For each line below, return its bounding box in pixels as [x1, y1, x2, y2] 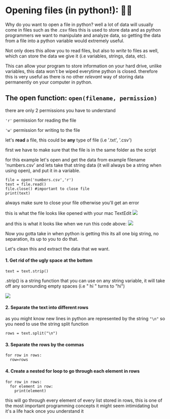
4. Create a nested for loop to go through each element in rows [5, 368, 140, 374]
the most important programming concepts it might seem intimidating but [5, 402, 158, 409]
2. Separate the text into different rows [5, 304, 89, 310]
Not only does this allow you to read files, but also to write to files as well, [5, 47, 159, 53]
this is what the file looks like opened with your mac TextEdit [5, 210, 132, 216]
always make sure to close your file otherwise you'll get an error [5, 200, 140, 206]
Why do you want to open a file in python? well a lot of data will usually [5, 21, 154, 27]
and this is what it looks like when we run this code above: [5, 220, 127, 227]
